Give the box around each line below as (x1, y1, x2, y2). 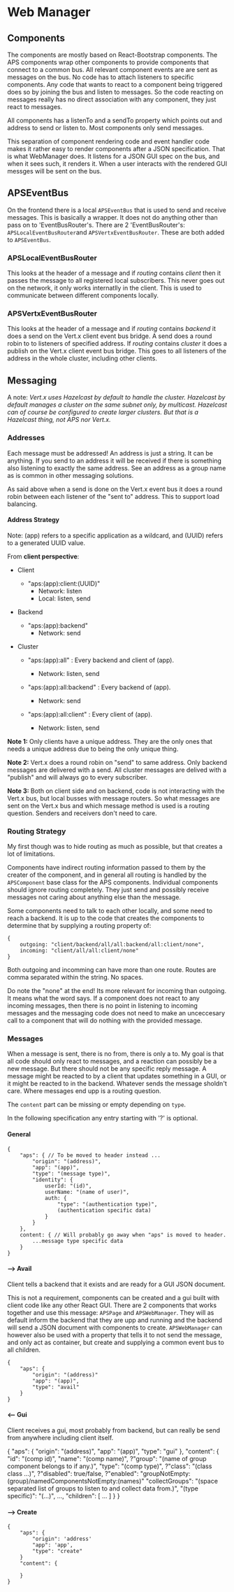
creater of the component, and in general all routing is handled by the (7, 871, 207, 879)
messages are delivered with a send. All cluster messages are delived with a (7, 766, 227, 774)
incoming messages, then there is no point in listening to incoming (7, 1001, 198, 1010)
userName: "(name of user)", (44, 1188, 130, 1195)
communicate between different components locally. (7, 291, 159, 300)
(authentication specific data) (57, 1206, 152, 1214)
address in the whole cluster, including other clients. (7, 354, 157, 362)
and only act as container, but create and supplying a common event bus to (7, 1338, 225, 1346)
